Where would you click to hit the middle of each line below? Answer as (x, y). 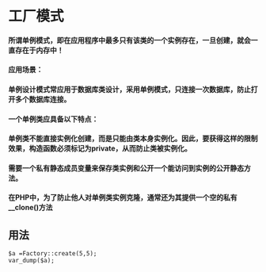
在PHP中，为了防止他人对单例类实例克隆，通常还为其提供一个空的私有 (123, 197)
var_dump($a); (32, 261)
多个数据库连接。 (43, 99)
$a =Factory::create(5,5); (53, 254)
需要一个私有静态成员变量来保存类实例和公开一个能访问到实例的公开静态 (126, 168)
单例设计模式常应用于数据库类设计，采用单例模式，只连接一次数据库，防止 (129, 89)
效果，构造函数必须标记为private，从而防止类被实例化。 (100, 148)
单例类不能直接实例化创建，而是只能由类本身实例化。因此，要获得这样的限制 (133, 139)
